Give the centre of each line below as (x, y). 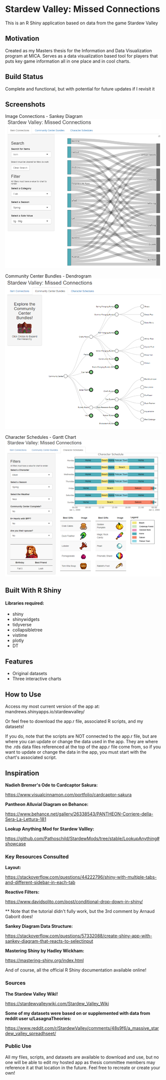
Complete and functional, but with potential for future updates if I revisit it (80, 89)
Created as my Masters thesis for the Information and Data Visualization (79, 50)
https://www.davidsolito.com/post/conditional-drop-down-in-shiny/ (74, 902)
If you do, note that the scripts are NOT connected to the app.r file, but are (81, 736)
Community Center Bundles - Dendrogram (48, 276)
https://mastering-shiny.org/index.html (45, 961)
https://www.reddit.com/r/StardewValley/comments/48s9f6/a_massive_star (82, 1028)
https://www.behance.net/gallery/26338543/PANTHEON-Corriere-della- (79, 814)
